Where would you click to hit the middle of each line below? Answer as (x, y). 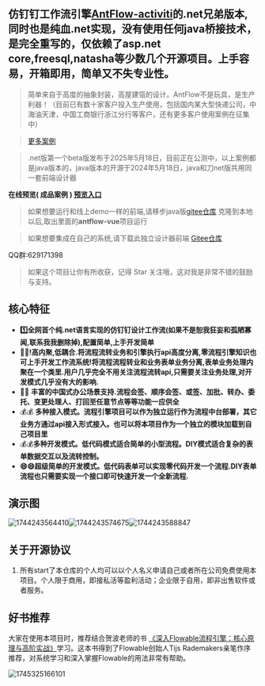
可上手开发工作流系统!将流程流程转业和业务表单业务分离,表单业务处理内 (136, 362)
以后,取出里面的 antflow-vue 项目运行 (87, 221)
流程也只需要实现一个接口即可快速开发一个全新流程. (104, 476)
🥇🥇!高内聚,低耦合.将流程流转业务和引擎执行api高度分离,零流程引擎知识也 (138, 352)
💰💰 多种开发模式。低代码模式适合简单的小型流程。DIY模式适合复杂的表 (136, 443)
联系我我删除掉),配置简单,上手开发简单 (92, 342)
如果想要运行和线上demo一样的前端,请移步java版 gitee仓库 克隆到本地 (140, 211)
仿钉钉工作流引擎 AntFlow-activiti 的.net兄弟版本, (128, 14)
